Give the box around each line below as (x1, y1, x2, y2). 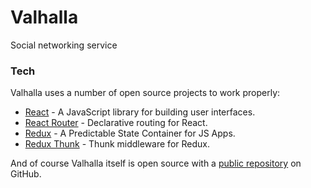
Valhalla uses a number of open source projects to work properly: (10, 87, 281, 99)
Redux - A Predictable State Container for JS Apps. (24, 127, 236, 140)
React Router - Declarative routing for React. (24, 117, 208, 129)
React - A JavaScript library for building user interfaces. (24, 106, 256, 118)
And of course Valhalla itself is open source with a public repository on (10, 157, 302, 170)
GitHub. (10, 168, 42, 180)
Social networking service (10, 39, 118, 51)
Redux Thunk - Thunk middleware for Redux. (24, 138, 210, 150)
